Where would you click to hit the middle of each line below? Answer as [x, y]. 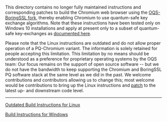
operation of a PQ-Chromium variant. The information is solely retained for [81, 48]
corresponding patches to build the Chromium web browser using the [76, 12]
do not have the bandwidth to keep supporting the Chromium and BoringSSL [83, 69]
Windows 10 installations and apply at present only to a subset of [72, 28]
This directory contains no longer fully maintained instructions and [73, 7]
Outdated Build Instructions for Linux [43, 105]
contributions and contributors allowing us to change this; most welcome [80, 80]
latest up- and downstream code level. [44, 91]
